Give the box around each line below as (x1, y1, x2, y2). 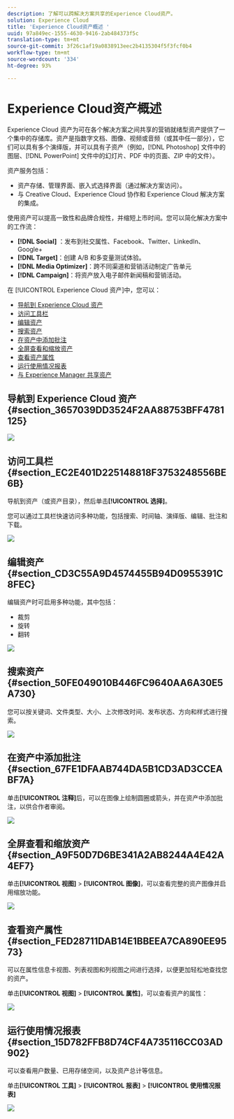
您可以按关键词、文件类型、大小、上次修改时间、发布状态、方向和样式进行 (7, 707, 221, 715)
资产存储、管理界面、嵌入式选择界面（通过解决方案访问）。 (17, 181, 187, 190)
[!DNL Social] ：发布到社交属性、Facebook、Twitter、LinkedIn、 (17, 237, 205, 245)
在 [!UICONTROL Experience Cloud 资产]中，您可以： (7, 285, 161, 294)
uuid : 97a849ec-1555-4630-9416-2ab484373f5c (7, 29, 139, 37)
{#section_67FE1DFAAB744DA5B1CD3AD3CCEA (7, 763, 224, 775)
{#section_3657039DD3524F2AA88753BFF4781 (7, 404, 225, 416)
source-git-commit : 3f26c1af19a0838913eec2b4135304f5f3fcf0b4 (7, 43, 192, 50)
